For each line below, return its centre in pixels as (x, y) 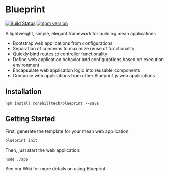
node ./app (17, 159)
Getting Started (30, 119)
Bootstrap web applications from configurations (63, 43)
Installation (23, 92)
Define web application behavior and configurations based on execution (88, 59)
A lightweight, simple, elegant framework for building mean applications (81, 33)
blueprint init (21, 140)
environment (26, 65)
